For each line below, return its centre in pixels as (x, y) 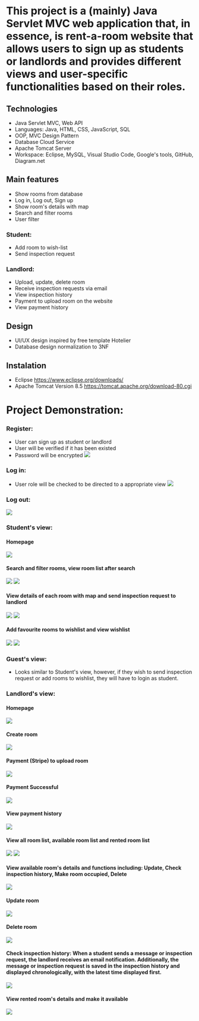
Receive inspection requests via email (61, 288)
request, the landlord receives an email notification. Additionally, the (93, 960)
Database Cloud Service (45, 142)
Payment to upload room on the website (64, 301)
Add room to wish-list (41, 247)
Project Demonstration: (65, 410)
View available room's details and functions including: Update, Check (94, 868)
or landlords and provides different (94, 62)
